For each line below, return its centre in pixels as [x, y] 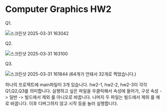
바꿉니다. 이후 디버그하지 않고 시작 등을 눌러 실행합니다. [64, 103]
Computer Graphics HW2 [58, 9]
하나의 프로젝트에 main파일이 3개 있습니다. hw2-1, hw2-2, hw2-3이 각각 [76, 84]
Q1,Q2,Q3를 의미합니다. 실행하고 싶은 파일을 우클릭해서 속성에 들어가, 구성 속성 [82, 90]
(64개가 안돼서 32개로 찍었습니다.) [103, 74]
